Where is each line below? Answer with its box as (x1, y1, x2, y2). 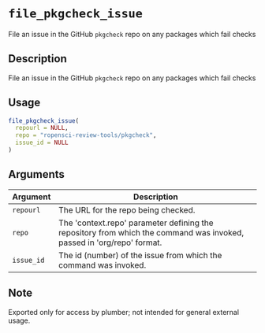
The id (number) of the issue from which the (58, 250, 222, 261)
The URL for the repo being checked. (58, 204, 196, 215)
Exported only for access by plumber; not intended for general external (8, 307, 239, 316)
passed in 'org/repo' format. (58, 237, 162, 248)
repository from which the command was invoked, (58, 227, 244, 238)
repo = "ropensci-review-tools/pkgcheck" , (15, 131, 157, 139)
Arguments (8, 168, 65, 181)
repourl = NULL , (15, 124, 69, 132)
